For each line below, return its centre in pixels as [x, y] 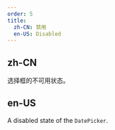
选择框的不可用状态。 [38, 81]
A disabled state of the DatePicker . [57, 120]
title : [17, 21]
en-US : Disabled [37, 34]
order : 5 [20, 14]
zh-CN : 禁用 [30, 27]
